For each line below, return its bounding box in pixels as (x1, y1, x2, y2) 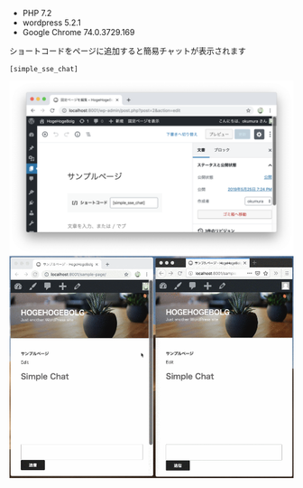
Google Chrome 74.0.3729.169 (22, 27, 135, 37)
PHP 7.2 (22, 8, 52, 18)
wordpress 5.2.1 (22, 17, 81, 28)
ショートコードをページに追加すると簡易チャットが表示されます (9, 45, 246, 56)
